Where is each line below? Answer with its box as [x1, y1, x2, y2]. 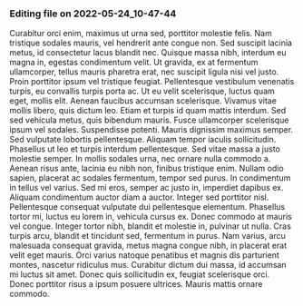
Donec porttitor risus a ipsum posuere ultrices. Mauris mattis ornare [9, 279, 263, 290]
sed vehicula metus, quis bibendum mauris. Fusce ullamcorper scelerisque [9, 114, 289, 125]
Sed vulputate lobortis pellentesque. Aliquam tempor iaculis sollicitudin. [9, 134, 277, 145]
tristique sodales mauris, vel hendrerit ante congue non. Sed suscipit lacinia [9, 37, 293, 48]
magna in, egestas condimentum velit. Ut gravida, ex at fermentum [9, 57, 259, 68]
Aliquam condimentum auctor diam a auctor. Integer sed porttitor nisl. [9, 192, 269, 202]
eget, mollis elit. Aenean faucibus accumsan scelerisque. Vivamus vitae [9, 95, 277, 106]
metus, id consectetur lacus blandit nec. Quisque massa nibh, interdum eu [9, 47, 287, 58]
